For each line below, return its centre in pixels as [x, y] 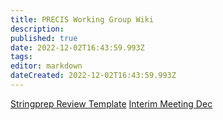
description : [37, 29]
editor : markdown [46, 66]
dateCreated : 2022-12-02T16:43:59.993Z [93, 76]
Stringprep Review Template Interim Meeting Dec [111, 103]
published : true [44, 38]
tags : [21, 57]
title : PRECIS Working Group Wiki [82, 19]
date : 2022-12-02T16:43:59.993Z [77, 47]
